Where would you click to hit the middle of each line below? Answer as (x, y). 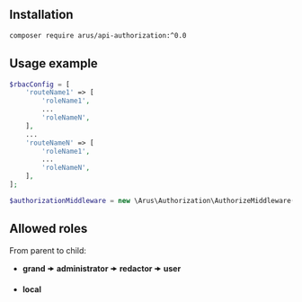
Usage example (54, 63)
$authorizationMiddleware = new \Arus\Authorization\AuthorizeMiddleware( (152, 200)
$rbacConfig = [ (40, 84)
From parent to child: (48, 250)
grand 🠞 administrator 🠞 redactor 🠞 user (102, 268)
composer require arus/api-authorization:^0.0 (98, 35)
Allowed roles (49, 229)
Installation (41, 15)
